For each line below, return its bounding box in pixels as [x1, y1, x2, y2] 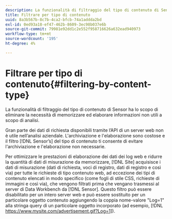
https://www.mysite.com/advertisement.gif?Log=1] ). [5, 208, 115, 214]
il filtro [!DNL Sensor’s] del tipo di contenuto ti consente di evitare [5, 138, 143, 144]
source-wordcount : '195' [5, 36, 58, 42]
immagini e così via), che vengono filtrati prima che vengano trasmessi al [5, 181, 160, 187]
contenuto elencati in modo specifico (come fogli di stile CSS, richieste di [5, 175, 160, 181]
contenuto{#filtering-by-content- [5, 78, 152, 90]
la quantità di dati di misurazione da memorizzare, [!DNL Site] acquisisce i [5, 158, 161, 165]
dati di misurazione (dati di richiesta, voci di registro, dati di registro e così [5, 164, 161, 170]
